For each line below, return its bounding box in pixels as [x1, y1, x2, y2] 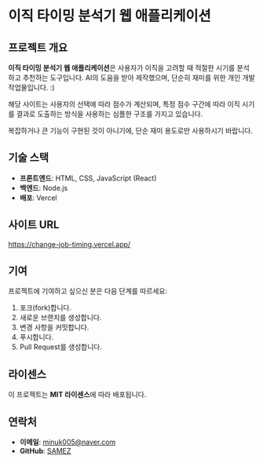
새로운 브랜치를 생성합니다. [19, 313, 102, 323]
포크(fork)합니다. [19, 303, 72, 312]
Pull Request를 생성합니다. [19, 342, 102, 352]
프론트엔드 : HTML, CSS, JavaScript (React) [19, 173, 157, 183]
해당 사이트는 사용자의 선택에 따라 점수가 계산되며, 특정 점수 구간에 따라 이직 [8, 100, 241, 108]
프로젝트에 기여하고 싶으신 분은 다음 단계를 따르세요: [8, 286, 167, 296]
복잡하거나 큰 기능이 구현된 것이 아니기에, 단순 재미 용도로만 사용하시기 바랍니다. [8, 126, 254, 135]
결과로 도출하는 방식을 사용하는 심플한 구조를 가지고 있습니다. [16, 109, 203, 118]
